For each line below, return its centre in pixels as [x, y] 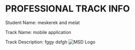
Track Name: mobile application [38, 32]
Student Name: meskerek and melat [42, 22]
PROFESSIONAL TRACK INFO [67, 9]
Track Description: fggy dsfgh [36, 42]
